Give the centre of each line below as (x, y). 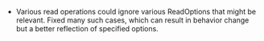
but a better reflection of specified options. (87, 29)
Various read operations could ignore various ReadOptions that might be (136, 12)
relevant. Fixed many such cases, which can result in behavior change (132, 20)
